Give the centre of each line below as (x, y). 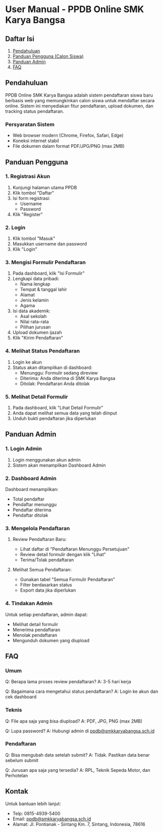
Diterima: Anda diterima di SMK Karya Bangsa (68, 378)
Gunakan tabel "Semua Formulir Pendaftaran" (67, 579)
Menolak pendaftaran (35, 635)
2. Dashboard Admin (31, 478)
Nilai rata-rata (34, 322)
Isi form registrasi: (31, 198)
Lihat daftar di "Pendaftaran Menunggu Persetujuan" (75, 549)
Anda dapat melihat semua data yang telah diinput (65, 413)
